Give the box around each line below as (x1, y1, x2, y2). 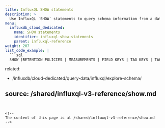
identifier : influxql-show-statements (14, 35, 93, 40)
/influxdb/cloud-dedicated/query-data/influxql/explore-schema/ (12, 75, 142, 81)
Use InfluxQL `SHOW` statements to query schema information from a (9, 16, 153, 21)
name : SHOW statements (14, 30, 60, 35)
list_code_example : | (5, 48, 50, 53)
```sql (9, 52, 23, 58)
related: (5, 66, 21, 72)
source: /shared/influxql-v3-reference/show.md (5, 89, 157, 98)
